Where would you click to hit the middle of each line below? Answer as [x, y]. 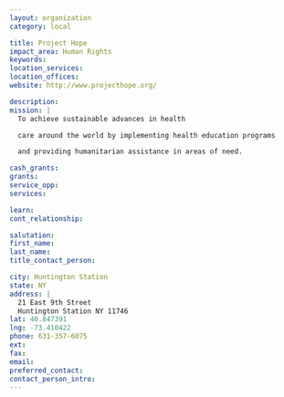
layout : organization [51, 18]
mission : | [30, 110]
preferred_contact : [47, 371]
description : [34, 101]
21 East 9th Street [55, 302]
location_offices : [44, 77]
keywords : [28, 60]
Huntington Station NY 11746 [73, 311]
